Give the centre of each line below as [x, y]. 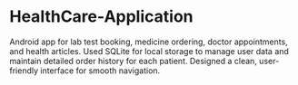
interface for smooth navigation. [100, 71]
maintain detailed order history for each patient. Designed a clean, [133, 61]
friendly [24, 71]
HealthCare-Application [101, 17]
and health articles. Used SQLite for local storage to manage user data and [149, 51]
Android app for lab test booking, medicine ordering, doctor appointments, [149, 42]
